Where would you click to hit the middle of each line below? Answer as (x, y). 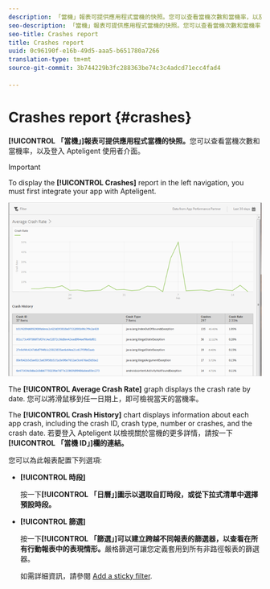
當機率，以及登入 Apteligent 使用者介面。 (77, 151)
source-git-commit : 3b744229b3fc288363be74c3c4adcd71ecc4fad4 (115, 68)
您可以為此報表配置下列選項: (55, 460)
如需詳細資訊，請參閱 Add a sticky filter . (86, 575)
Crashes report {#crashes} (100, 117)
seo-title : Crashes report (53, 34)
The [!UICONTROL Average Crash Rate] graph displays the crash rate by (129, 389)
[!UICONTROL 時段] (53, 477)
